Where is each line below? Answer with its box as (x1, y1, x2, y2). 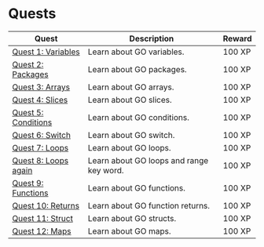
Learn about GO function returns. (87, 200, 211, 211)
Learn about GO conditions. (87, 111, 190, 122)
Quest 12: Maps (12, 225, 72, 236)
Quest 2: (12, 59, 44, 70)
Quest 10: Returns (12, 200, 80, 211)
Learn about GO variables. (87, 46, 185, 57)
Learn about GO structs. (87, 212, 177, 223)
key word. (87, 165, 124, 176)
